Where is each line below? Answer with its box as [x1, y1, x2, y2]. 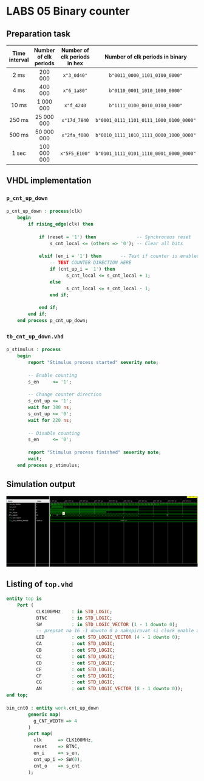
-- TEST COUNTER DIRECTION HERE [49, 260, 132, 266]
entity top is [6, 596, 42, 602]
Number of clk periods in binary [104, 53, 187, 60]
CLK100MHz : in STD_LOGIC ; [36, 608, 113, 615]
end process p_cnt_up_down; [17, 318, 88, 324]
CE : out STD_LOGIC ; [36, 666, 115, 672]
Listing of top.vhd [6, 579, 73, 589]
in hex [67, 59, 83, 66]
